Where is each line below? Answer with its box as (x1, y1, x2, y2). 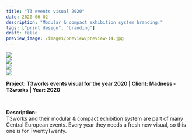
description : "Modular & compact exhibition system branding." (6, 19, 163, 25)
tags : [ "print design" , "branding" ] (6, 24, 95, 31)
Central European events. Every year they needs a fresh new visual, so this (6, 121, 186, 128)
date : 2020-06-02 (6, 14, 48, 20)
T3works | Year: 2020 (6, 86, 60, 93)
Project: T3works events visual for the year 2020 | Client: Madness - (6, 80, 176, 87)
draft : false (6, 30, 38, 36)
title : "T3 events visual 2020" (6, 8, 85, 15)
